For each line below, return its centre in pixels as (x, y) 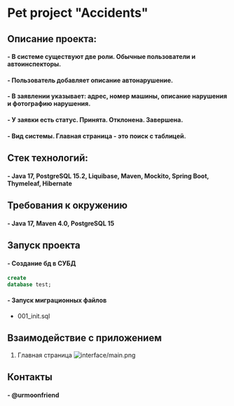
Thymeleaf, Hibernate (40, 183)
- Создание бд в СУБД (42, 263)
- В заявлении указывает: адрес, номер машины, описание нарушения (117, 96)
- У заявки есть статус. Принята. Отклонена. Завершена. (95, 119)
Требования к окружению (68, 205)
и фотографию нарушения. (49, 104)
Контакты (30, 377)
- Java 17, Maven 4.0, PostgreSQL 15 (61, 223)
